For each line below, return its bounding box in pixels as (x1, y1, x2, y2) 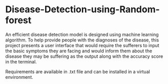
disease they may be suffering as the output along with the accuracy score (5, 53, 163, 59)
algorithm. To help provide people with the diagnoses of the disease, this (5, 37, 159, 43)
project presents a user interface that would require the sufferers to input (5, 42, 160, 48)
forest (5, 14, 32, 26)
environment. (5, 74, 33, 80)
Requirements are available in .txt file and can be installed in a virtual (5, 68, 150, 75)
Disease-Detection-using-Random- (5, 4, 160, 15)
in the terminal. (5, 58, 37, 65)
